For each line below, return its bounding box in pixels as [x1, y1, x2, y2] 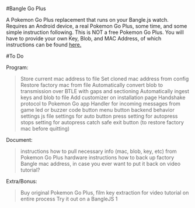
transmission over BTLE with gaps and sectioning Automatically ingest [20, 88, 190, 94]
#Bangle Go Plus [6, 5, 47, 12]
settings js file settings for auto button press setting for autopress [20, 112, 178, 120]
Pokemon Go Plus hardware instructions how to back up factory [20, 154, 175, 161]
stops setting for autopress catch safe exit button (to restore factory [20, 119, 184, 125]
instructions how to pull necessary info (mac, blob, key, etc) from [20, 148, 177, 155]
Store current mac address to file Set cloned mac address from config [20, 76, 189, 82]
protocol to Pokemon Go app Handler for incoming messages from [20, 100, 181, 107]
